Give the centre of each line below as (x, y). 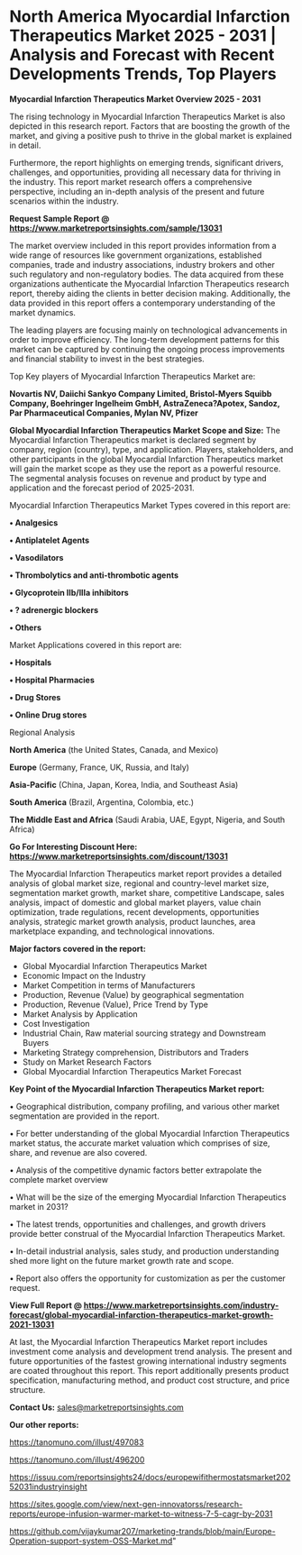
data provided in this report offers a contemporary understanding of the (142, 303)
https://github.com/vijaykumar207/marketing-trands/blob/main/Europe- (143, 1531)
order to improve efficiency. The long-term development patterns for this (144, 339)
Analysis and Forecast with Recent (142, 55)
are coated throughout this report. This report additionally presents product (149, 1370)
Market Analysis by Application (80, 1014)
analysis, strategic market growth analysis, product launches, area (133, 921)
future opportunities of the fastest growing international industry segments (148, 1361)
